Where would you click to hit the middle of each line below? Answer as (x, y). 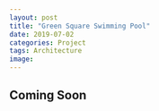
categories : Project (48, 43)
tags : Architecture (46, 51)
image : (22, 59)
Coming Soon (48, 95)
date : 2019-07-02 (42, 34)
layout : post (34, 17)
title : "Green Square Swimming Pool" (80, 26)
